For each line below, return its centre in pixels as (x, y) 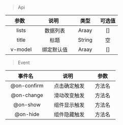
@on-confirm (27, 86)
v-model (21, 49)
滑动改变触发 (69, 95)
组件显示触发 (69, 105)
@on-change (27, 95)
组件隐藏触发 (69, 115)
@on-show (27, 105)
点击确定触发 (69, 86)
